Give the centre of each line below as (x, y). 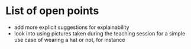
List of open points (52, 11)
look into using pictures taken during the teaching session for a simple (100, 33)
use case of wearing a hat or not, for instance (69, 40)
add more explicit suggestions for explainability (72, 27)
